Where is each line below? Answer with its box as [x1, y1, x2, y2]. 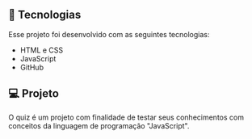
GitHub [19, 62, 44, 72]
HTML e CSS [19, 45, 64, 55]
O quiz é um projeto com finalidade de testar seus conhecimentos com [8, 112, 245, 122]
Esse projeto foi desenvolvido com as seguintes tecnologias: [8, 29, 210, 39]
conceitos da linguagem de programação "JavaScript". [8, 120, 190, 130]
